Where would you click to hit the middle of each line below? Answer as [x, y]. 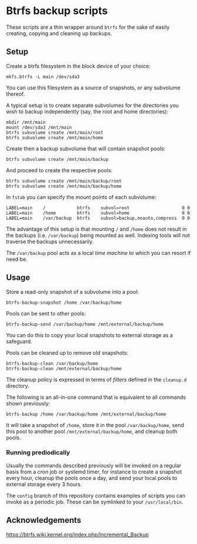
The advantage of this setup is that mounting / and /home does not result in [96, 229]
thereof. [16, 94]
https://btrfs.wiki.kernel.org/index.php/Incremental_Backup [77, 534]
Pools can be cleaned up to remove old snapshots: [67, 352]
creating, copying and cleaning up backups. [59, 33]
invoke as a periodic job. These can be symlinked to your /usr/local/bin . [95, 502]
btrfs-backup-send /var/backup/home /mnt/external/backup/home [85, 324]
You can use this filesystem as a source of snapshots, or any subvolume [93, 88]
